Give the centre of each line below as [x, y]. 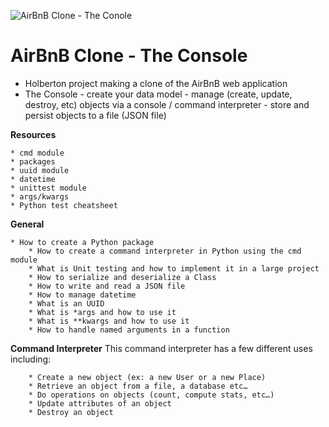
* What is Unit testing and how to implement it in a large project [174, 268]
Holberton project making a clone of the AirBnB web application [156, 83]
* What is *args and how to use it [102, 312]
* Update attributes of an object [100, 403]
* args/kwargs [40, 196]
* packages [33, 161]
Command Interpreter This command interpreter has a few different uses [161, 348]
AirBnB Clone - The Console [129, 56]
